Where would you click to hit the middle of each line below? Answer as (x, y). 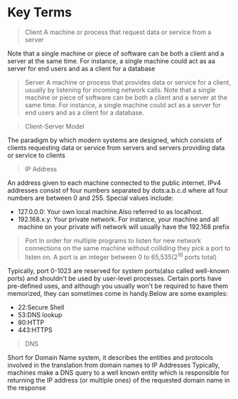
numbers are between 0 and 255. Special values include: (91, 198)
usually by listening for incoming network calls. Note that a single (120, 90)
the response (27, 388)
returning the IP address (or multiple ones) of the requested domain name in (119, 380)
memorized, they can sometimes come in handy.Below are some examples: (118, 293)
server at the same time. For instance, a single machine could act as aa (111, 60)
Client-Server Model (54, 126)
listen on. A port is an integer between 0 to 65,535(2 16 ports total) (121, 256)
